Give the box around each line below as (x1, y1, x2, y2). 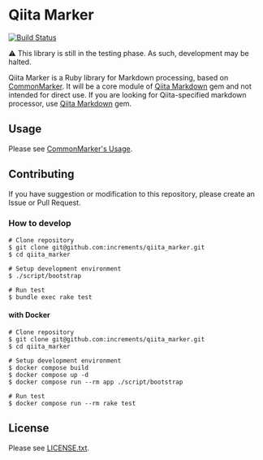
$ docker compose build (8, 364, 89, 372)
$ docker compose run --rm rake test (8, 400, 136, 408)
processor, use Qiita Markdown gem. (8, 98, 132, 108)
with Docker (8, 310, 50, 320)
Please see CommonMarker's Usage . (8, 144, 133, 154)
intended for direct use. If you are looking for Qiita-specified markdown (8, 89, 247, 99)
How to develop (8, 218, 71, 229)
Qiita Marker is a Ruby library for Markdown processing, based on (8, 72, 229, 82)
